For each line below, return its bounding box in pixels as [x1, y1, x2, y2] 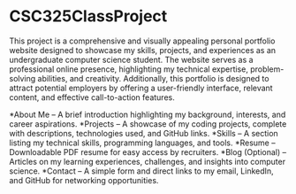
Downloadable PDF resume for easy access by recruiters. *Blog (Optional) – [9, 146, 287, 157]
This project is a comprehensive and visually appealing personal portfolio [9, 35, 276, 46]
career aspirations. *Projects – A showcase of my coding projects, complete [9, 118, 287, 129]
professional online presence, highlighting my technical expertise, [9, 64, 249, 74]
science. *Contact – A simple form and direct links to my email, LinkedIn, [9, 166, 274, 176]
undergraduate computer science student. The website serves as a [9, 54, 254, 65]
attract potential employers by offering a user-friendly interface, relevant [9, 82, 273, 93]
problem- [250, 64, 285, 74]
